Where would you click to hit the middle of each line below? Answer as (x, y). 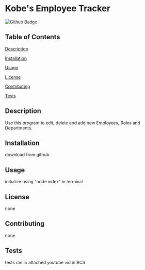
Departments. (19, 128)
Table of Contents (33, 37)
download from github (27, 155)
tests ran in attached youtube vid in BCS (45, 262)
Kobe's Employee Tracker (58, 8)
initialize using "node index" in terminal (44, 182)
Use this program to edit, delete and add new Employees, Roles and (73, 123)
